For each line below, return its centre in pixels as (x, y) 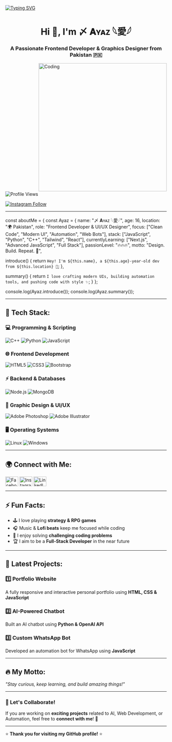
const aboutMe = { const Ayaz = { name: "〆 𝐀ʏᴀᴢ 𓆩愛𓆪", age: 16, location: (83, 220)
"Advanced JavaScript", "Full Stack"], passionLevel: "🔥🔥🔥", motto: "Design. (85, 245)
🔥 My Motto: (26, 672)
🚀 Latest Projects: (34, 564)
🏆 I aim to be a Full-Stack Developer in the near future (71, 541)
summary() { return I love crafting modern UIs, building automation (80, 276)
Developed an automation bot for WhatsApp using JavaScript (70, 651)
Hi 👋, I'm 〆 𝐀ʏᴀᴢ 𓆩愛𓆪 (86, 32)
